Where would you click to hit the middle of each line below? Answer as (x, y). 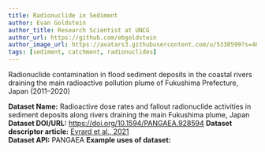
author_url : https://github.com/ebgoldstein (82, 37)
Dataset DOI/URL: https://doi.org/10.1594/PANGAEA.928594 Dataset (120, 123)
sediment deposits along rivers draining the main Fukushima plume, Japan (129, 115)
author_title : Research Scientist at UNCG (79, 30)
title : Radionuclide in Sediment (63, 15)
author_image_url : (38, 45)
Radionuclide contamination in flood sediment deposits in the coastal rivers (130, 74)
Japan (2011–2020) (39, 91)
